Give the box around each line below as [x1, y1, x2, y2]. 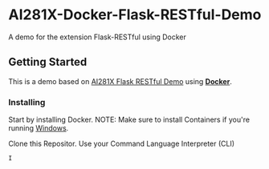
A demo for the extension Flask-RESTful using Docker [8, 32, 186, 42]
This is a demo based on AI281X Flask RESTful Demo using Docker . [8, 76, 233, 86]
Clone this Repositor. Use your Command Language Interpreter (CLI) [8, 139, 235, 149]
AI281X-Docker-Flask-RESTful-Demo [8, 6, 262, 24]
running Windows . [8, 123, 69, 133]
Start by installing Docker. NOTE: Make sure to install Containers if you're [8, 115, 251, 125]
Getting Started [8, 55, 88, 69]
